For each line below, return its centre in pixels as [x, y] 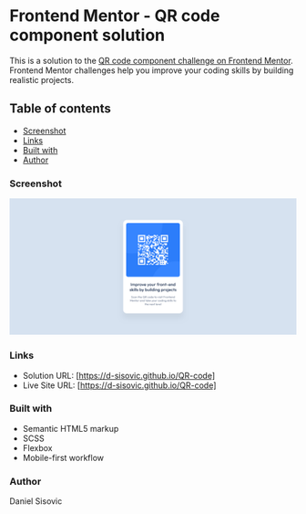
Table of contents [60, 109]
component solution [87, 35]
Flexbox [37, 447]
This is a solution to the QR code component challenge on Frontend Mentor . [151, 60]
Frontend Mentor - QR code [115, 16]
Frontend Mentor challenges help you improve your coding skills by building [152, 70]
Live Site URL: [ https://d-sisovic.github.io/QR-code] [119, 385]
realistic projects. [42, 79]
